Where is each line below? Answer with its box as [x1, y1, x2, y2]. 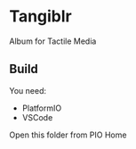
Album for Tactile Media [9, 36, 97, 46]
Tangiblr [9, 6, 73, 27]
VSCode [21, 112, 53, 122]
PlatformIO [21, 103, 62, 113]
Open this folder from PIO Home [9, 129, 127, 140]
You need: [9, 85, 47, 95]
